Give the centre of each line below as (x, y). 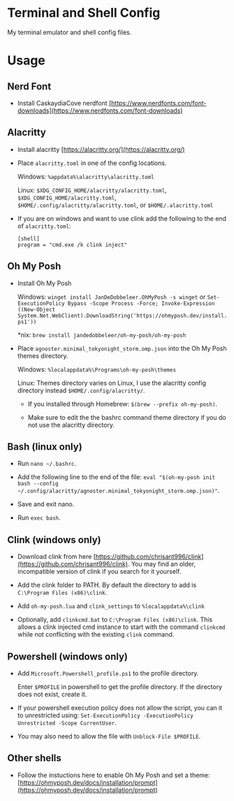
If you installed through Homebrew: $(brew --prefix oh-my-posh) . (123, 404)
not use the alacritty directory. (71, 425)
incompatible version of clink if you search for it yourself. (99, 572)
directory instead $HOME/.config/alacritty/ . (81, 390)
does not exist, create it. (52, 694)
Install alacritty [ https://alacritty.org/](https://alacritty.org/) (101, 149)
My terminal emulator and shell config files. (70, 32)
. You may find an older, (162, 564)
